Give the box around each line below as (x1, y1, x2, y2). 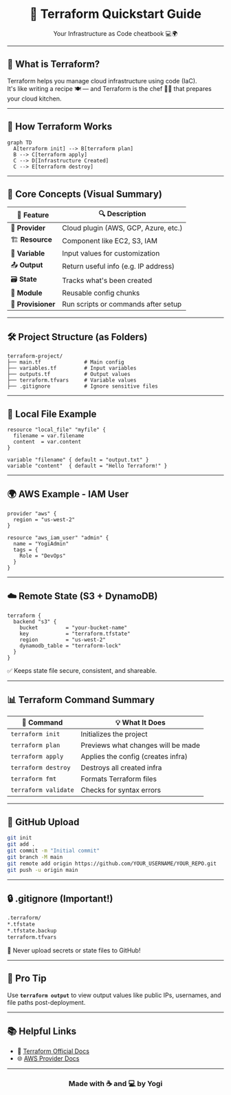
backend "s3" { (13, 618, 57, 625)
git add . (7, 841, 36, 848)
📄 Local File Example (7, 408, 97, 419)
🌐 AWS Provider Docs (16, 1054, 80, 1063)
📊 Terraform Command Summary (7, 694, 155, 706)
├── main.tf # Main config (7, 359, 125, 366)
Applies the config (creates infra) (80, 752, 188, 762)
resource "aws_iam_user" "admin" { (7, 534, 109, 541)
